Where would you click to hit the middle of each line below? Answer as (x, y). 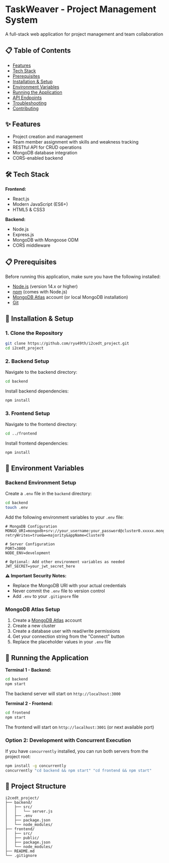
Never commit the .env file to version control (59, 591)
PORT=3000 (16, 549)
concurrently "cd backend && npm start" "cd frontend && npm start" (78, 770)
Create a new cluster (34, 626)
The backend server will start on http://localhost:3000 (63, 694)
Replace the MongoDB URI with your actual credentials (69, 586)
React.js (21, 199)
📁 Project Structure (36, 786)
